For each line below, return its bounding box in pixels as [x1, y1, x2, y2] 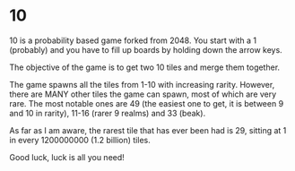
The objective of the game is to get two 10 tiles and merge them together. [9, 62, 281, 73]
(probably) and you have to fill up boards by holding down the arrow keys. [9, 44, 282, 55]
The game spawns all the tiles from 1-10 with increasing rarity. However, [9, 79, 275, 90]
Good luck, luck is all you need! [9, 151, 126, 162]
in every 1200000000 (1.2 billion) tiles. [9, 134, 151, 145]
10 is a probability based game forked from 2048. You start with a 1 [9, 35, 257, 46]
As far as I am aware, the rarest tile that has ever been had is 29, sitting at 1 [9, 124, 287, 135]
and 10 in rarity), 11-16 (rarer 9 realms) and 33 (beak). [9, 107, 206, 118]
